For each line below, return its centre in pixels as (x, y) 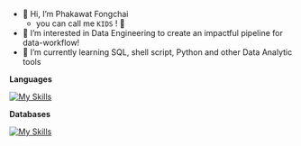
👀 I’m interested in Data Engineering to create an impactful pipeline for (153, 33)
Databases (30, 114)
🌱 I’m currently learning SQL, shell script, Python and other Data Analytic (157, 52)
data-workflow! (51, 42)
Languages (31, 79)
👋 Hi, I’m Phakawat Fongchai (75, 14)
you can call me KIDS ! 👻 (80, 23)
